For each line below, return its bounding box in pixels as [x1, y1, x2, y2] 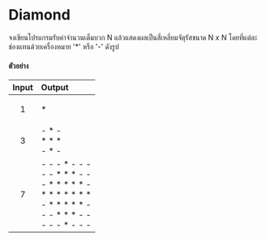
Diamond [8, 6, 71, 24]
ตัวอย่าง [8, 61, 29, 71]
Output [41, 82, 69, 93]
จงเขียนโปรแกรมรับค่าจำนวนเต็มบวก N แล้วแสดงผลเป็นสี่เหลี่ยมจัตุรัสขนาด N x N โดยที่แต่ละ [8, 32, 258, 42]
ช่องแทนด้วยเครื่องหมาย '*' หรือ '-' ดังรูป [8, 41, 119, 51]
